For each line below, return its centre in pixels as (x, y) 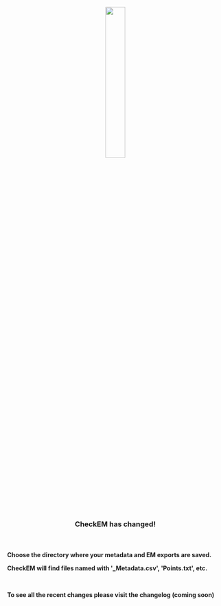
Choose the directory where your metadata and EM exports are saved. (109, 554)
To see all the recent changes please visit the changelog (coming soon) (111, 594)
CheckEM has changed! (115, 524)
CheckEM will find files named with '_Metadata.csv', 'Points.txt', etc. (107, 568)
